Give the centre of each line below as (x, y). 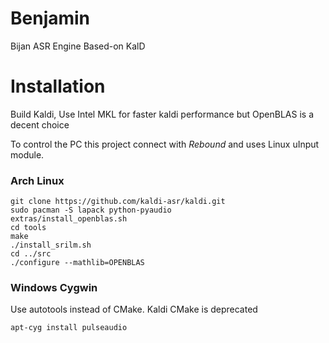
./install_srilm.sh (51, 245)
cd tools (28, 228)
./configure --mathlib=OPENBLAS (77, 263)
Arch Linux (37, 180)
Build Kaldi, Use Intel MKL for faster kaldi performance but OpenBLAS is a (162, 114)
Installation (58, 86)
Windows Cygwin (54, 288)
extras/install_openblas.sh (69, 219)
